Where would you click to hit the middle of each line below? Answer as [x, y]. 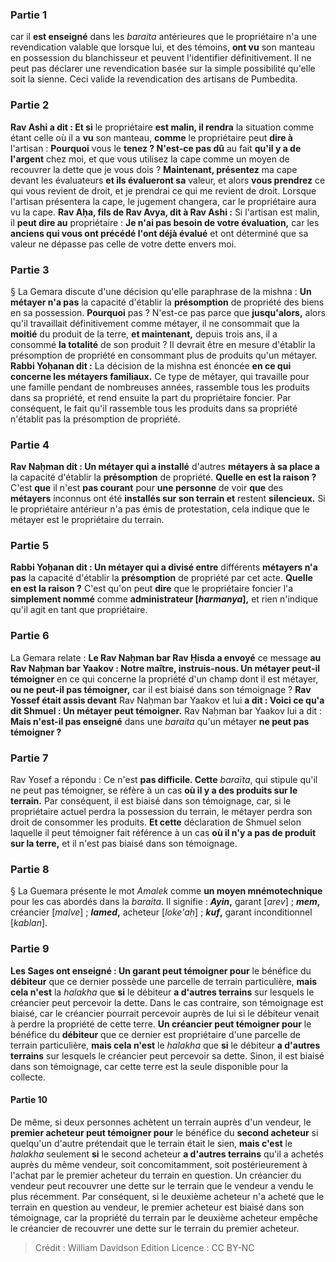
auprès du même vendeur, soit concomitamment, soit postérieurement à [159, 1164]
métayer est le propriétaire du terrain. [87, 520]
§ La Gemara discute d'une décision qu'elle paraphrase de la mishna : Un [161, 291]
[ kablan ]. [29, 923]
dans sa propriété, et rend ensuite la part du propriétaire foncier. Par [151, 397]
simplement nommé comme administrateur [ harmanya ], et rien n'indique [164, 599]
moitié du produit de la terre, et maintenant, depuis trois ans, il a [144, 334]
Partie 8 [30, 869]
